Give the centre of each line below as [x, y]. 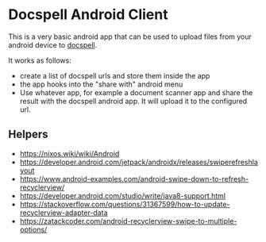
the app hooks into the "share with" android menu [101, 84]
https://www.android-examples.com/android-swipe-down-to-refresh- [134, 179]
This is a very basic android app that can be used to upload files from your [130, 36]
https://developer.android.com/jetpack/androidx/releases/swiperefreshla [139, 162]
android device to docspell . [53, 44]
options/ [33, 229]
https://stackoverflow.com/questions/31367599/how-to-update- [125, 204]
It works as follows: [40, 60]
